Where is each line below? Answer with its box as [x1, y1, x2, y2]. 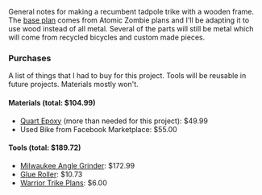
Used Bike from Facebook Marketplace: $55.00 [19, 124, 177, 134]
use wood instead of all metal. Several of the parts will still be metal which [8, 24, 254, 33]
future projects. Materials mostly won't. [8, 80, 139, 89]
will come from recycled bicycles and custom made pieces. [8, 32, 206, 42]
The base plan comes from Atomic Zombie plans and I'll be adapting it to [8, 15, 250, 25]
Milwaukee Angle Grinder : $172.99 [19, 160, 135, 170]
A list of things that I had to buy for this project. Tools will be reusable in [8, 71, 247, 81]
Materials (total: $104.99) [8, 97, 96, 107]
